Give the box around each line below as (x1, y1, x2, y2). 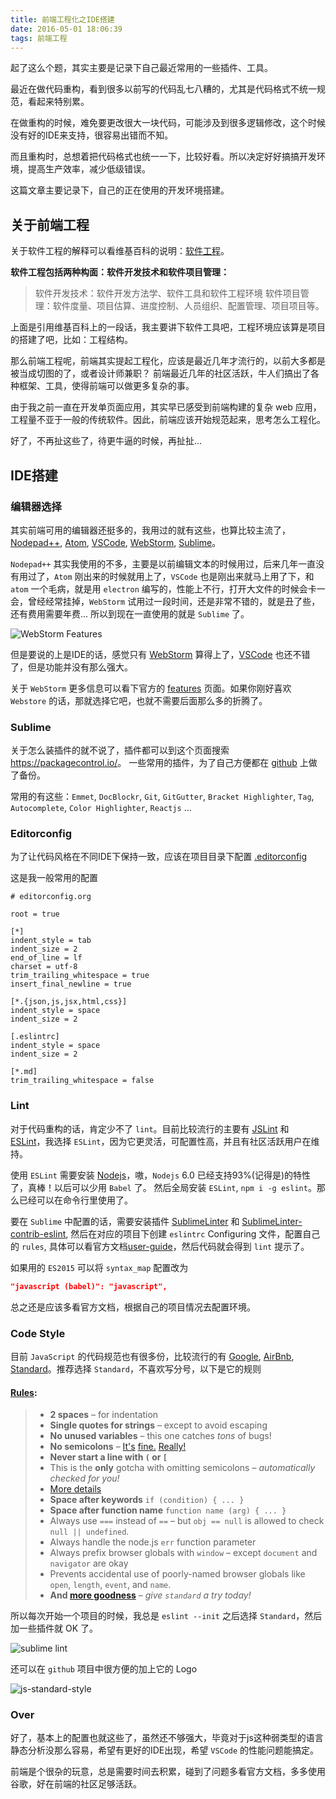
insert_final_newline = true (10, 979, 132, 990)
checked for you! (49, 1472, 120, 1485)
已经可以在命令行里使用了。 (18, 1194, 133, 1206)
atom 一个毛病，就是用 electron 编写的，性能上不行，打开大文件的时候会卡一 (10, 582, 326, 595)
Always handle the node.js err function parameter (49, 1536, 257, 1548)
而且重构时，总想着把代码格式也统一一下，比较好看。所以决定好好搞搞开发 (10, 151, 317, 163)
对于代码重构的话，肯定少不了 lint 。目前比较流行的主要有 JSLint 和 (10, 1122, 290, 1135)
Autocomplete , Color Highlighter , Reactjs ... (10, 802, 192, 814)
